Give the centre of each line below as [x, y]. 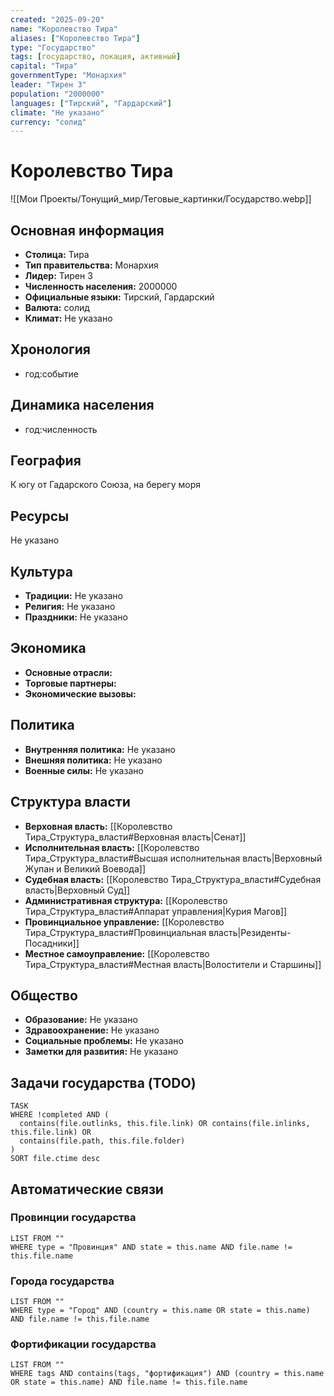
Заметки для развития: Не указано [101, 1052]
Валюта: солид [57, 307]
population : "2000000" [57, 94]
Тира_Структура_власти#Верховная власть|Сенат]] [135, 837]
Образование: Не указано [81, 1020]
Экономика [48, 648]
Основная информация [87, 230]
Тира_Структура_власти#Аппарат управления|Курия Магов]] [156, 911]
